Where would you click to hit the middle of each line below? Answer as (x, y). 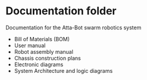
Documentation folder (61, 11)
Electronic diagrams (39, 64)
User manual (30, 45)
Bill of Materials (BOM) (42, 39)
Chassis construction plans (47, 58)
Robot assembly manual (44, 51)
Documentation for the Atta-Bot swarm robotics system (73, 27)
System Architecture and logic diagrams (63, 70)
